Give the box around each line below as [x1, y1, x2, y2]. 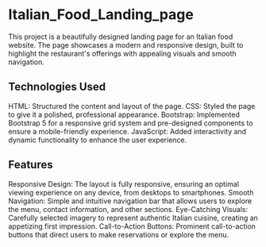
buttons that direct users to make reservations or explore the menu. [8, 230, 229, 239]
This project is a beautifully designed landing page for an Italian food [8, 32, 233, 41]
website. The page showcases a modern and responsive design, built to [8, 40, 244, 49]
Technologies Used [8, 80, 106, 94]
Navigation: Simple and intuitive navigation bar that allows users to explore [8, 196, 253, 206]
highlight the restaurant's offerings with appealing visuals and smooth [8, 48, 237, 58]
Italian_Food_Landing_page [8, 6, 195, 24]
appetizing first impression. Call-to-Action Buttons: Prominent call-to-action [8, 221, 256, 231]
